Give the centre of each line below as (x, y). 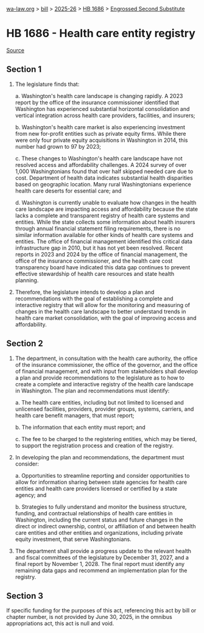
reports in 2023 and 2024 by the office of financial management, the (101, 254)
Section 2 (25, 344)
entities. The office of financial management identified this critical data (104, 241)
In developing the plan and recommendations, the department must (100, 457)
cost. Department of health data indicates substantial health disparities (104, 178)
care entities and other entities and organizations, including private (99, 532)
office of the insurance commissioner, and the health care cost (94, 261)
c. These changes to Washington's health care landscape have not (99, 158)
